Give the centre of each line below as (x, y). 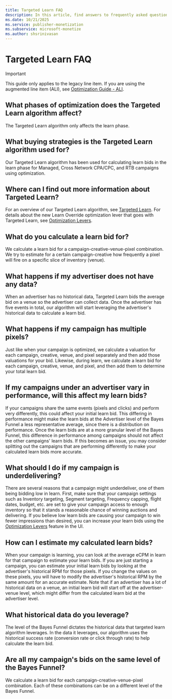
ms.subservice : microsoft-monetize (43, 29)
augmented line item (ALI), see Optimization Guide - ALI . (65, 89)
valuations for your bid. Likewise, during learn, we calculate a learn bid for (83, 360)
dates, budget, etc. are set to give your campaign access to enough (77, 505)
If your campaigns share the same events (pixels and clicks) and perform (82, 408)
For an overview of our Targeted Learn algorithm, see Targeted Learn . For (83, 210)
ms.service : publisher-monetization (44, 24)
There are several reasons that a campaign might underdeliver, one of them (85, 488)
